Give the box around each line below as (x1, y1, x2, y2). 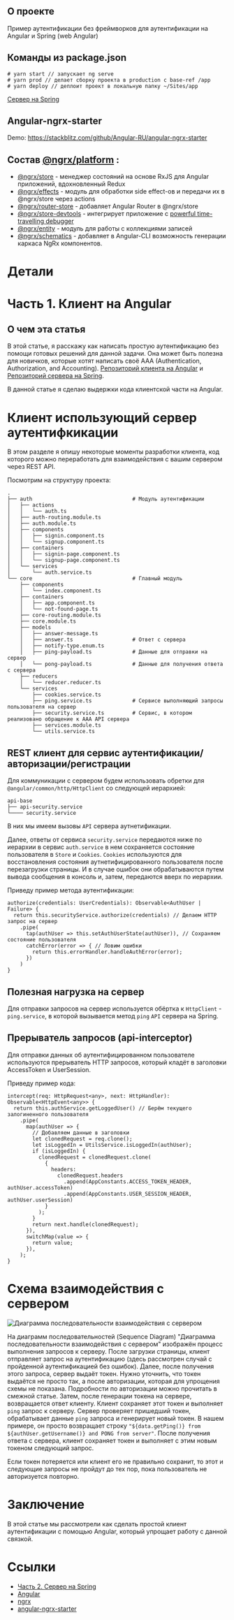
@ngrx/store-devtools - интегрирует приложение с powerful (17, 210, 196, 218)
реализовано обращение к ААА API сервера (7, 716, 130, 723)
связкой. (7, 1534, 34, 1543)
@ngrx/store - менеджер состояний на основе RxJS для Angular (17, 173, 210, 181)
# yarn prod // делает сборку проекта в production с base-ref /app (7, 76, 211, 83)
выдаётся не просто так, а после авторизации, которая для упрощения (7, 1377, 220, 1385)
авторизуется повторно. (7, 1472, 80, 1480)
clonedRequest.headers (57, 1172, 124, 1179)
